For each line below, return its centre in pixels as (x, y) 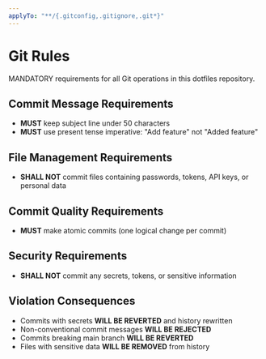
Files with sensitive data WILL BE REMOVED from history (115, 346)
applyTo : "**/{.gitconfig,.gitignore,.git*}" (86, 16)
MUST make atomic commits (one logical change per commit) (123, 231)
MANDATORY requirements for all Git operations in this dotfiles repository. (132, 79)
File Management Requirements (91, 158)
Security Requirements (68, 256)
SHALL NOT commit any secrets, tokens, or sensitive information (128, 276)
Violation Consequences (72, 301)
